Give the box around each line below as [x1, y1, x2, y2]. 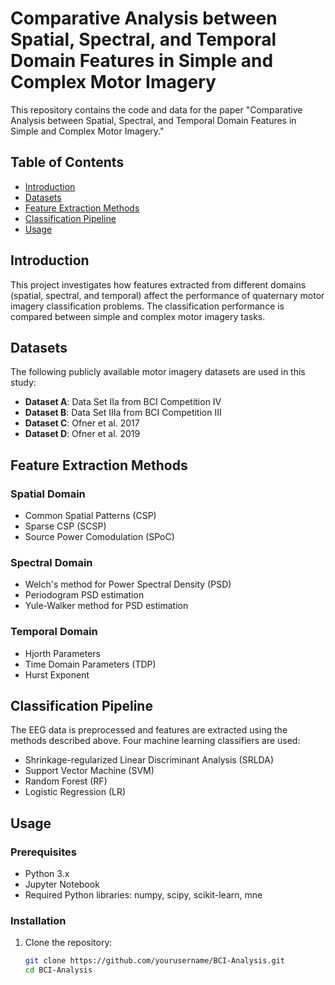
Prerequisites [10, 845, 77, 859]
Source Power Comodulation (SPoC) [24, 531, 175, 543]
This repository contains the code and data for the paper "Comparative [10, 103, 303, 116]
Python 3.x [24, 868, 70, 880]
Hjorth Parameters [24, 647, 101, 659]
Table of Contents [10, 154, 125, 171]
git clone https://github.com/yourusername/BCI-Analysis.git [24, 956, 286, 966]
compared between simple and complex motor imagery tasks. [10, 310, 266, 322]
